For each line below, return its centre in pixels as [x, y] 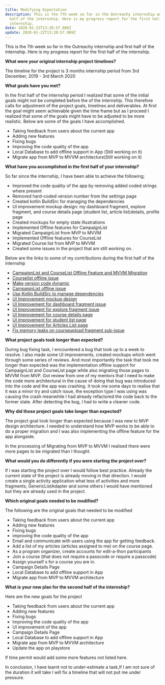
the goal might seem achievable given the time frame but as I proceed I [77, 111]
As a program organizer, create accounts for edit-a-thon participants [82, 551]
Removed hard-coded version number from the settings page [74, 196]
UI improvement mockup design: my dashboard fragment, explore [79, 207]
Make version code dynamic [41, 283]
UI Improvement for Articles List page [50, 325]
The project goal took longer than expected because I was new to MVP [77, 421]
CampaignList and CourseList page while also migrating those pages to [77, 370]
